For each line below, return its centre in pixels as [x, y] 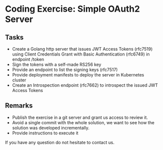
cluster [19, 80]
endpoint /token [28, 59]
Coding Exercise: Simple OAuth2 [72, 9]
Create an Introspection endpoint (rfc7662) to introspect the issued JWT [85, 85]
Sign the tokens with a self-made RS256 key [57, 65]
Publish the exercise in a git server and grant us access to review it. [80, 117]
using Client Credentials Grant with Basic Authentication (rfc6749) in [81, 54]
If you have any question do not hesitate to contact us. [60, 142]
